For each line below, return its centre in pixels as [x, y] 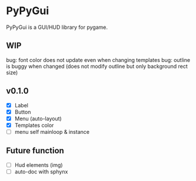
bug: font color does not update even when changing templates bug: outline [98, 60]
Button [23, 112]
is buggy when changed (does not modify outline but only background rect [97, 66]
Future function [35, 151]
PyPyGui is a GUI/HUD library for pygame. [57, 27]
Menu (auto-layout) [38, 119]
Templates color [34, 125]
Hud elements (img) [39, 165]
